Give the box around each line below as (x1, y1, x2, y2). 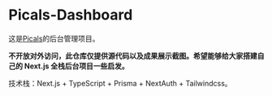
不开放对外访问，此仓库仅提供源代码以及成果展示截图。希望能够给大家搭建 (8, 50, 257, 60)
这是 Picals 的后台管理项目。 (8, 33, 100, 43)
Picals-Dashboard (8, 6, 133, 24)
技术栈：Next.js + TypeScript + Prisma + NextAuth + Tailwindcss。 (8, 78, 233, 88)
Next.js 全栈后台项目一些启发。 (24, 61, 130, 71)
